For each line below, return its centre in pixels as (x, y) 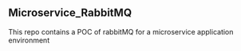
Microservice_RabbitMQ (70, 13)
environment (29, 40)
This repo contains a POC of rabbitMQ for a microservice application (121, 31)
